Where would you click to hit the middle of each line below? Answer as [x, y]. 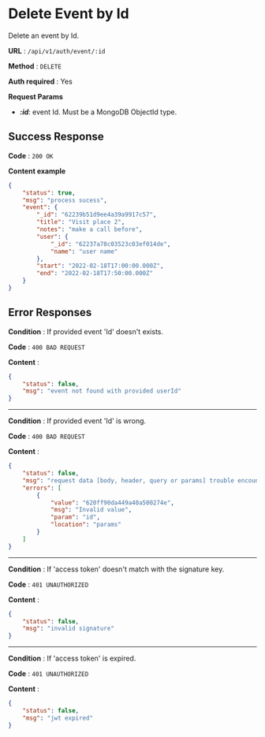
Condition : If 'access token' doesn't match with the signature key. [116, 569]
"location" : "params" [86, 525]
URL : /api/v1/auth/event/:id [57, 50]
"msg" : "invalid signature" [68, 629]
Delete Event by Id [69, 14]
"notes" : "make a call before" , [90, 229]
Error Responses [50, 313]
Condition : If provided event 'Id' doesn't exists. [86, 331]
